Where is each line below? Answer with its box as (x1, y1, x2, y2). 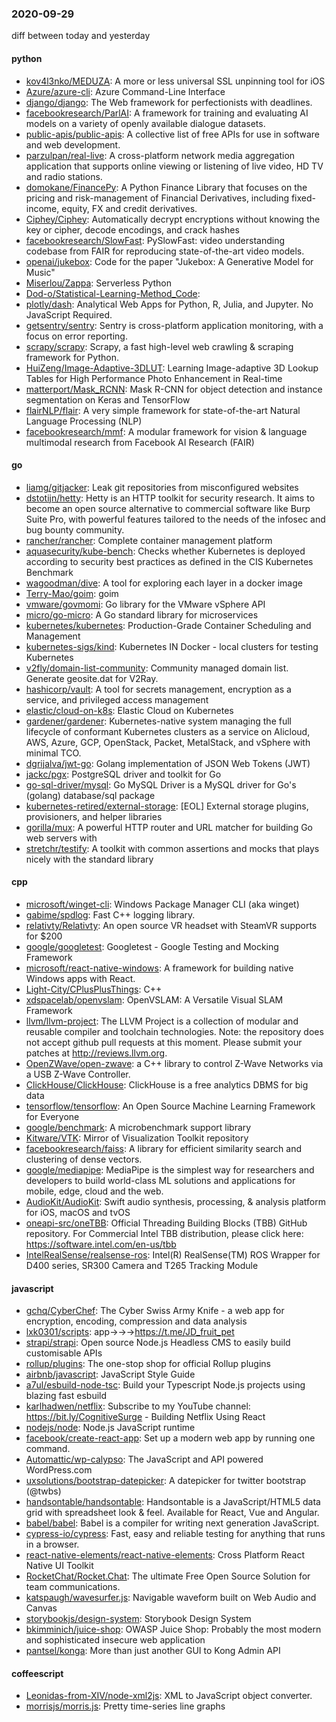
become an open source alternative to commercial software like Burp (25, 502, 311, 514)
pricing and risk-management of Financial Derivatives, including (25, 192, 290, 204)
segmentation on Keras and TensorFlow (25, 393, 191, 406)
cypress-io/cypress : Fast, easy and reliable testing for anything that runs (25, 1528, 326, 1540)
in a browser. (25, 1538, 80, 1551)
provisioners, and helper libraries (25, 810, 163, 822)
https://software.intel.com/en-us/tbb (25, 1238, 177, 1250)
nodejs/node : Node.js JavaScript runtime (25, 1422, 196, 1434)
